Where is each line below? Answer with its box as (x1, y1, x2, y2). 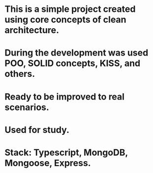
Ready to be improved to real (4, 91, 125, 102)
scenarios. (4, 102, 49, 113)
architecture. (4, 25, 60, 36)
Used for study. (4, 124, 70, 135)
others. (4, 68, 36, 80)
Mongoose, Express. (4, 157, 91, 169)
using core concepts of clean (4, 14, 127, 25)
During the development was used (4, 47, 149, 58)
